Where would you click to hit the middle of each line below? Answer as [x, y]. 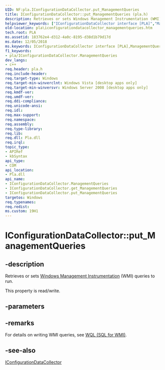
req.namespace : [21, 119]
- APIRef [14, 152]
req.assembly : [20, 124]
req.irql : [15, 143]
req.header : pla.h [24, 69]
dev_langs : [16, 60]
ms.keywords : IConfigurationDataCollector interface [60, 46]
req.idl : [14, 111]
